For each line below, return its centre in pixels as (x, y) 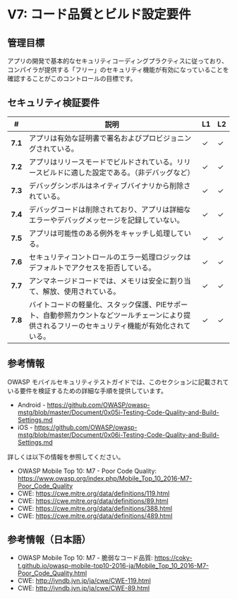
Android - (31, 405)
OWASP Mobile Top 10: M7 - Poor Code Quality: (87, 471)
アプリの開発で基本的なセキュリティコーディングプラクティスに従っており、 (117, 61)
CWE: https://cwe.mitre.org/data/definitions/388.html (95, 508)
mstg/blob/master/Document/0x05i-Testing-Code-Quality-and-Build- (119, 412)
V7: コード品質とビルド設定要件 (99, 14)
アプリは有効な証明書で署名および (85, 138)
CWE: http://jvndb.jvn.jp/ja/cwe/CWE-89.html (84, 588)
